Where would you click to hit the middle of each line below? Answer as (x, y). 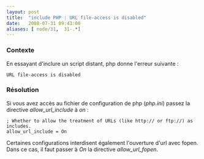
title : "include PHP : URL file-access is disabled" (77, 18)
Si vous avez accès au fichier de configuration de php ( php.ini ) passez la (98, 103)
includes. (19, 126)
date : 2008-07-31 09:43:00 (43, 23)
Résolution (23, 90)
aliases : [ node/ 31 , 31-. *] (43, 29)
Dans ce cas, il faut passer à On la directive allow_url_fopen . (82, 149)
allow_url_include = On (37, 132)
